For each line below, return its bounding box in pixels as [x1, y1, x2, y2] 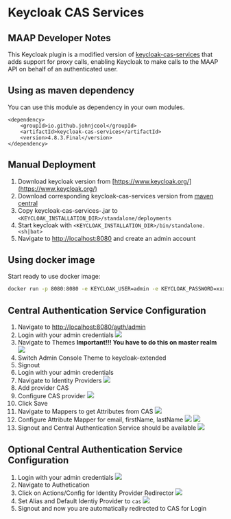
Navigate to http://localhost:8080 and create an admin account [17, 234, 196, 242]
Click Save [17, 400, 48, 408]
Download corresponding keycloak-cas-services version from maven [17, 192, 214, 200]
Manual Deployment [8, 159, 96, 171]
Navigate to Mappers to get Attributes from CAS [17, 407, 154, 416]
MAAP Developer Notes [8, 32, 112, 44]
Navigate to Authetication [17, 481, 90, 489]
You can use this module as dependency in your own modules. [8, 103, 185, 111]
